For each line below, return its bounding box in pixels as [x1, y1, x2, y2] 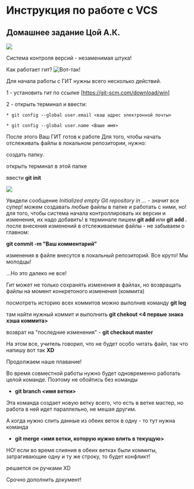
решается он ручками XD [6, 465, 71, 472]
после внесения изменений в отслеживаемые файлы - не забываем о [6, 222, 185, 229]
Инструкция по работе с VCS [6, 4, 158, 17]
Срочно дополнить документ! [6, 476, 82, 483]
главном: [6, 229, 30, 236]
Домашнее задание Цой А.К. [6, 27, 121, 38]
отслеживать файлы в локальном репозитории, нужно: [6, 140, 146, 146]
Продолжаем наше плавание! [6, 358, 82, 365]
